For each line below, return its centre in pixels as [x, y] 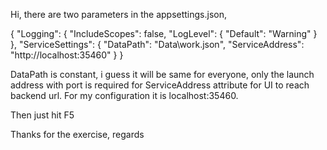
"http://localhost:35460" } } [67, 55]
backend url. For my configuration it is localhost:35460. [124, 95]
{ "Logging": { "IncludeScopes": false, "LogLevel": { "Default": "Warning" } [164, 33]
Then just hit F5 [42, 115]
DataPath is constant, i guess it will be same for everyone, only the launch [162, 74]
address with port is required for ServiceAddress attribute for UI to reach [160, 85]
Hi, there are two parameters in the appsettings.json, [119, 14]
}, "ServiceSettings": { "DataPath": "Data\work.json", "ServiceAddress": [157, 44]
